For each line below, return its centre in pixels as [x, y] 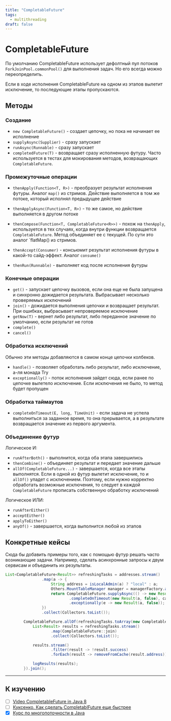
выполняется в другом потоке [46, 214]
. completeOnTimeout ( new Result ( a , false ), [115, 598]
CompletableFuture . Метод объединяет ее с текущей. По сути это [83, 235]
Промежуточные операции [41, 177]
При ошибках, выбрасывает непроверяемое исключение [75, 311]
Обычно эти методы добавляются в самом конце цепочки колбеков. [80, 357]
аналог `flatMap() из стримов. [45, 240]
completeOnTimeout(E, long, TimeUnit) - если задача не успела [81, 413]
